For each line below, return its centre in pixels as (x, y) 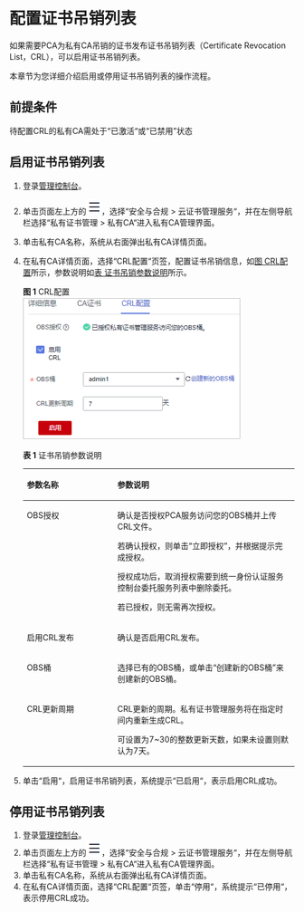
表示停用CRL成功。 (58, 898)
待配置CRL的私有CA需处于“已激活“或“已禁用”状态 (101, 130)
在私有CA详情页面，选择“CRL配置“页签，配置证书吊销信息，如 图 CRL (151, 261)
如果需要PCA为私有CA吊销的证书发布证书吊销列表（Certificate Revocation (148, 45)
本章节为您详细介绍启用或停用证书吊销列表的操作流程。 (112, 76)
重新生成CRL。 (160, 720)
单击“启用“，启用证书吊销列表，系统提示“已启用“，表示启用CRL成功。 (152, 781)
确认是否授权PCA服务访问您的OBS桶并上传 (197, 515)
